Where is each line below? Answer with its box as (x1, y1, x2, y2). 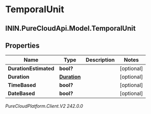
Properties (5, 41, 40, 50)
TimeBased (8, 82, 36, 89)
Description (86, 56, 115, 63)
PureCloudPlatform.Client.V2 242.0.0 (5, 103, 83, 109)
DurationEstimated (8, 65, 55, 72)
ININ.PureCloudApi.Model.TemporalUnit (5, 24, 136, 33)
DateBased (8, 90, 35, 97)
